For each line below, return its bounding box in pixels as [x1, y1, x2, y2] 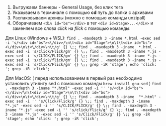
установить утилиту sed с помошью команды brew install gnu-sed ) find [5, 81, 161, 86]
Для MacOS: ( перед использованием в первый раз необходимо [5, 75, 143, 81]
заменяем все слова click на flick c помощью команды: [12, 25, 131, 31]
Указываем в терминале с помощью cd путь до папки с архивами [12, 9, 153, 15]
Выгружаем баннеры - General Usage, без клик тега [12, 4, 123, 10]
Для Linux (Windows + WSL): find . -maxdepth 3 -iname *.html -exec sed [5, 35, 161, 41]
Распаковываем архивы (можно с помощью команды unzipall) [12, 15, 146, 20]
